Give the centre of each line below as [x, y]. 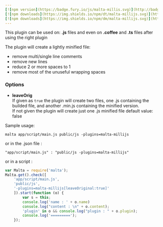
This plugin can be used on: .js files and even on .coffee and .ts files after [79, 33]
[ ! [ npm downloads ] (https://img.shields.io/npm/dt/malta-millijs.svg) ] [78, 14]
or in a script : [19, 161]
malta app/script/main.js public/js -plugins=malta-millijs [67, 134]
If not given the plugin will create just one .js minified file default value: [82, 111]
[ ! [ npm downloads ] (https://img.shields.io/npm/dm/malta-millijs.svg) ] [78, 19]
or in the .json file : [24, 143]
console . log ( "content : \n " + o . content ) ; [66, 207]
